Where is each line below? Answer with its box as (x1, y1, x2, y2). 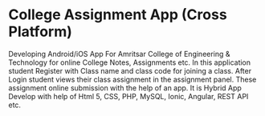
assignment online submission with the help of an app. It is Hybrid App (8, 82, 243, 93)
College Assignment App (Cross (8, 6, 227, 24)
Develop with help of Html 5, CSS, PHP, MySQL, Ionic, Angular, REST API (8, 91, 249, 101)
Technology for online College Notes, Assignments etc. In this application (8, 58, 251, 67)
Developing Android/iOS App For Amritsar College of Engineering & (8, 49, 230, 58)
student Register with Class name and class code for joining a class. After (8, 66, 251, 75)
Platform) (8, 22, 72, 41)
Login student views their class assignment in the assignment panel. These (8, 74, 257, 84)
